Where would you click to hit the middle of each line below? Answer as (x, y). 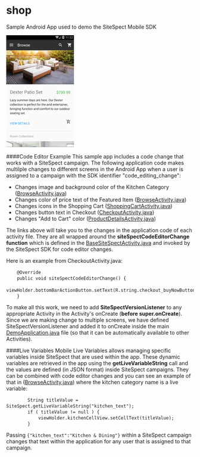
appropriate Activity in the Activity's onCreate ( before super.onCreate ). (94, 313)
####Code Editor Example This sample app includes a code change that (95, 156)
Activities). (19, 339)
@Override (29, 272)
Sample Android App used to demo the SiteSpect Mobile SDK (81, 27)
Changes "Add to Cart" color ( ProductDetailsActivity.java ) (85, 219)
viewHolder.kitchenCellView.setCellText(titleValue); (106, 418)
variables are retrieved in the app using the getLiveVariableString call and (97, 363)
